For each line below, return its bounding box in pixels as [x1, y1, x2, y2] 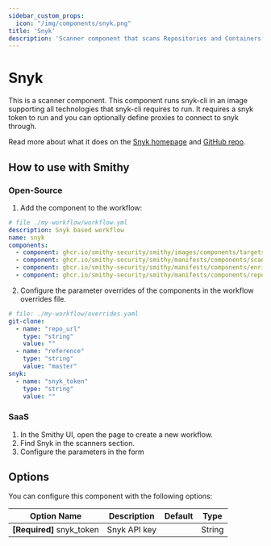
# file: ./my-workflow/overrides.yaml [8, 310, 139, 318]
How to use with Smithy [8, 160, 130, 174]
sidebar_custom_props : [8, 11, 85, 20]
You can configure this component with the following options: [8, 491, 213, 501]
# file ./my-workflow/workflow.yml [8, 219, 128, 227]
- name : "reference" [15, 348, 85, 356]
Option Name [29, 511, 82, 522]
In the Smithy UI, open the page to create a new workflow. [19, 429, 214, 440]
